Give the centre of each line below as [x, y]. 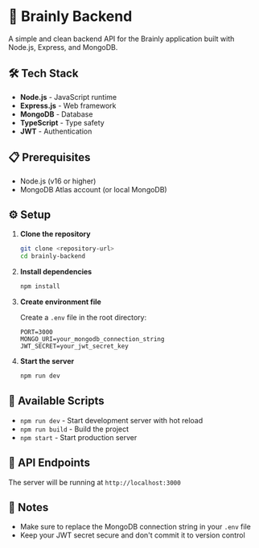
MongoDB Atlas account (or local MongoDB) [93, 189]
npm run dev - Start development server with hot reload [111, 420]
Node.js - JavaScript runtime [68, 97]
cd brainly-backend [53, 257]
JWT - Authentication [56, 131]
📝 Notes [29, 507]
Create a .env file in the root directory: [83, 317]
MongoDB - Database [56, 114]
